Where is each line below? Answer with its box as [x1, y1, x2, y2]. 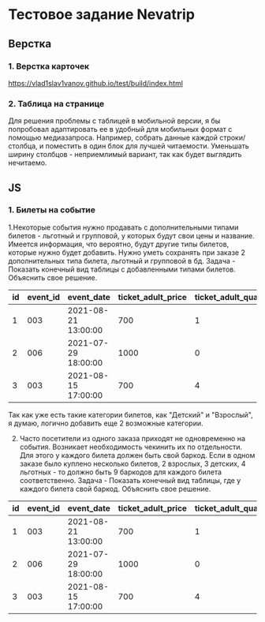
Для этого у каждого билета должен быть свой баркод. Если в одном [19, 450, 256, 459]
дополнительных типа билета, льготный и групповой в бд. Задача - [8, 256, 236, 265]
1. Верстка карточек [8, 61, 90, 72]
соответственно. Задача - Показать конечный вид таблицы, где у [19, 475, 241, 485]
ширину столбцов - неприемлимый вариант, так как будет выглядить [8, 150, 242, 159]
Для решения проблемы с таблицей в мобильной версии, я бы [8, 116, 221, 126]
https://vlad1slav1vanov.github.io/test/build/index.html [8, 78, 184, 88]
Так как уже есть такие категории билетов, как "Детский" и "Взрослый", [8, 410, 254, 419]
